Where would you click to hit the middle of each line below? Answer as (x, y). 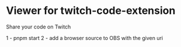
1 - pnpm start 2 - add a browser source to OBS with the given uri (85, 38)
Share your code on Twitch (39, 27)
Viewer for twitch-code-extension (91, 11)
